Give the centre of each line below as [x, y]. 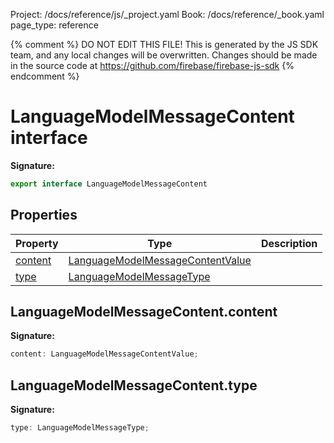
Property [37, 243]
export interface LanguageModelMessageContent [109, 184]
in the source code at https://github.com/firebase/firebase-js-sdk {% [152, 65]
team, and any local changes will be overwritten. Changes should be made [164, 55]
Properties [44, 215]
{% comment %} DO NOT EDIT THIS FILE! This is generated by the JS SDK [164, 44]
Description [289, 243]
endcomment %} [45, 76]
